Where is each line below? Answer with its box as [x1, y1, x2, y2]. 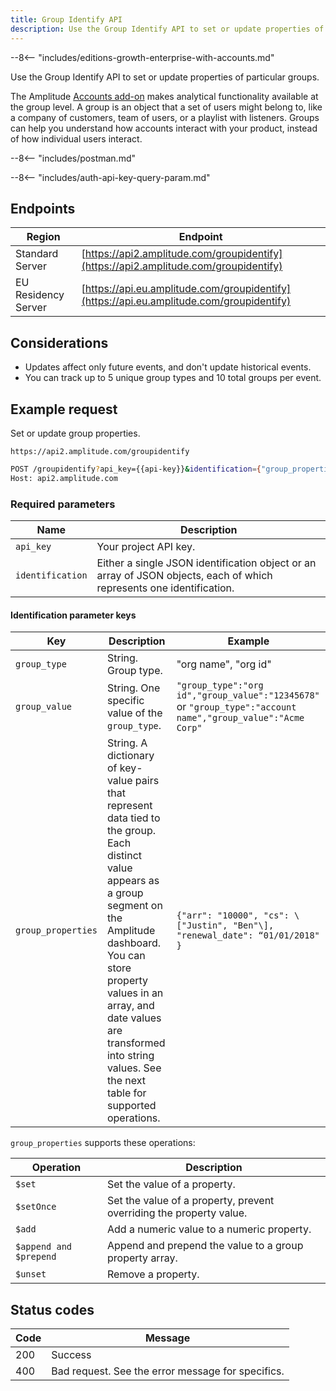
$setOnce [15, 1201, 57, 1213]
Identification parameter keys [10, 609, 137, 621]
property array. [107, 1251, 178, 1265]
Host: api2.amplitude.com [10, 473, 118, 483]
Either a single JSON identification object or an [96, 556, 317, 570]
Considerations [10, 334, 109, 351]
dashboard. [106, 936, 162, 950]
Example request [10, 401, 118, 418]
